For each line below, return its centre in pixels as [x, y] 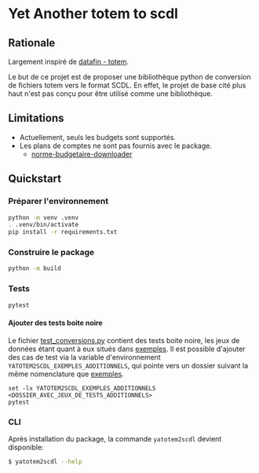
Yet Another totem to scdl [93, 14]
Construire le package [51, 253]
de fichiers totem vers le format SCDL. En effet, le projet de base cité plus [127, 85]
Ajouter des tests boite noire [56, 323]
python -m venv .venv [44, 217]
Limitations [36, 118]
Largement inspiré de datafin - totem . [69, 61]
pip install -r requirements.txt [63, 232]
